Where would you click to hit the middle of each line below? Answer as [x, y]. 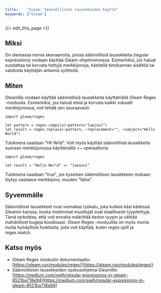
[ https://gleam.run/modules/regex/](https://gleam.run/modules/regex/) [83, 265]
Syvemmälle [24, 195]
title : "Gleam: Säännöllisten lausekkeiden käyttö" [62, 9]
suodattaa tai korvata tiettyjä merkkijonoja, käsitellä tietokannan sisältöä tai [80, 65]
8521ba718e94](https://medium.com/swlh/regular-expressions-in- [78, 280]
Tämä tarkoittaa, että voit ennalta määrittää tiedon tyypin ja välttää [71, 217]
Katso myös [24, 248]
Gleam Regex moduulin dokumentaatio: [51, 259]
